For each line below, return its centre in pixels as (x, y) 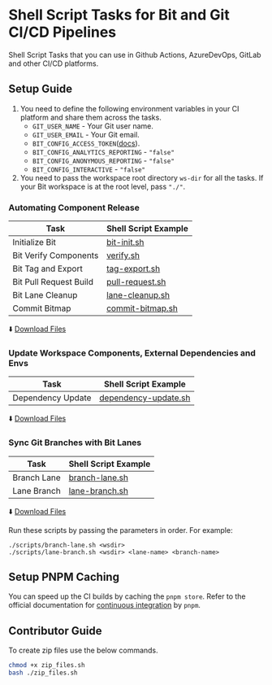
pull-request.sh (136, 282)
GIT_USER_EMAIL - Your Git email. (86, 134)
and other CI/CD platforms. (54, 63)
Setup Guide (41, 89)
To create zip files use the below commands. (83, 650)
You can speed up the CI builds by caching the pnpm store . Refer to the (127, 596)
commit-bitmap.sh (142, 308)
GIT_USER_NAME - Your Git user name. (93, 126)
